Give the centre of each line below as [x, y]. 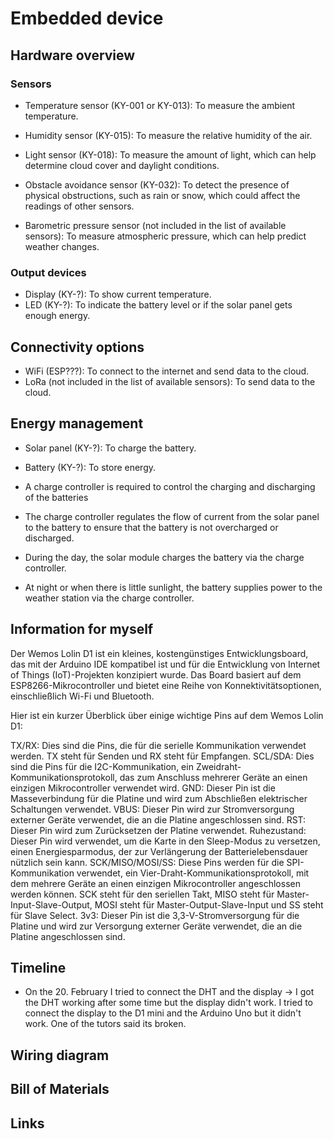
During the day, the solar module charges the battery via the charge [164, 557]
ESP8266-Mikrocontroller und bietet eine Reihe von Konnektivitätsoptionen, [166, 685]
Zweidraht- [218, 766]
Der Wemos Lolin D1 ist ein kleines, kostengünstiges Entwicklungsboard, [159, 653]
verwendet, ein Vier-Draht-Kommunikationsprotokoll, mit [193, 873]
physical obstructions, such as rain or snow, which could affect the [162, 195]
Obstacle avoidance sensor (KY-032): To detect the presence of [157, 184]
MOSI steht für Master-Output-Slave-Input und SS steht [209, 904]
